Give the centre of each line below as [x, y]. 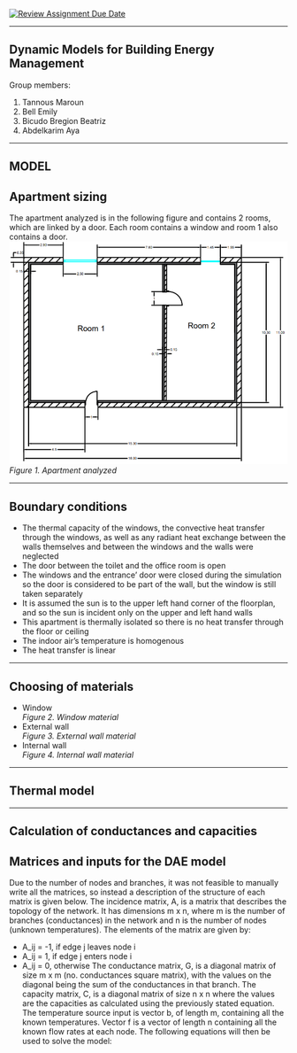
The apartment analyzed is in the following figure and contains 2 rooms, [140, 218]
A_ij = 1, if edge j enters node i [77, 956]
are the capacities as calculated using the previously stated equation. [148, 1003]
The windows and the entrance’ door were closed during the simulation [152, 575]
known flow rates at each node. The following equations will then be [146, 1031]
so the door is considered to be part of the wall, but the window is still [149, 585]
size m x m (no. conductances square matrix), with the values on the [147, 975]
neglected [40, 556]
